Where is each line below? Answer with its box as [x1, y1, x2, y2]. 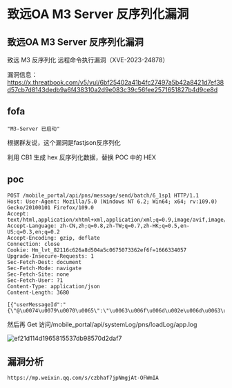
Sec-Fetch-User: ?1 [7, 276, 64, 284]
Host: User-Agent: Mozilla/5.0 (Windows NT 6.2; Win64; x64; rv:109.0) [7, 198, 217, 205]
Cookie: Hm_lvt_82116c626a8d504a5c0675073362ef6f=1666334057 [7, 247, 187, 254]
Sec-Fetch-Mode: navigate [7, 265, 81, 272]
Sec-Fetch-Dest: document [7, 258, 81, 265]
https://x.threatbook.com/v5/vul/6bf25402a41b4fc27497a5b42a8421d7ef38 [7, 78, 224, 87]
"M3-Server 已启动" [7, 125, 60, 132]
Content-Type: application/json [7, 283, 100, 290]
